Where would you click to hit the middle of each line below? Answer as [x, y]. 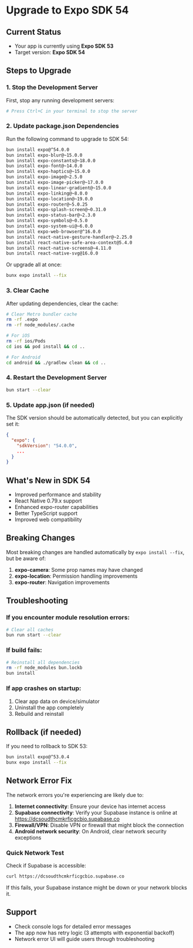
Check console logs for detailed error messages [73, 926]
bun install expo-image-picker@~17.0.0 [55, 183]
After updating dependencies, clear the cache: [62, 303]
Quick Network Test [35, 853]
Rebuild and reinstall [39, 713]
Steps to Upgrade [39, 71]
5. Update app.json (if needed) [50, 405]
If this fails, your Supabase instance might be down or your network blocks [97, 887]
